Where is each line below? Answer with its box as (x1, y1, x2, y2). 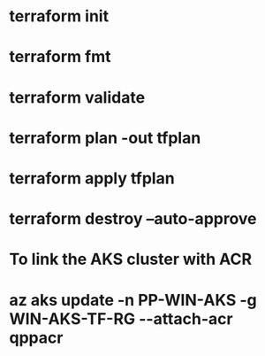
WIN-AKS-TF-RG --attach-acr (9, 308, 233, 329)
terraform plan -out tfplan (9, 128, 201, 148)
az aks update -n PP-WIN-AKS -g (9, 290, 258, 310)
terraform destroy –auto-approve (9, 209, 258, 229)
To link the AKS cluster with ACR (9, 250, 253, 269)
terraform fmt (9, 47, 111, 67)
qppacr (9, 328, 64, 347)
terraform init (9, 6, 109, 27)
